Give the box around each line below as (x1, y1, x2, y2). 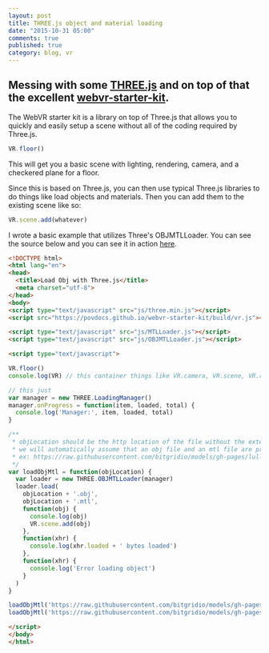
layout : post (8, 11, 52, 20)
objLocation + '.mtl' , (22, 498, 98, 506)
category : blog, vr (8, 49, 74, 57)
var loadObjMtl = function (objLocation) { (8, 467, 152, 476)
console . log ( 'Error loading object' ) (29, 564, 156, 572)
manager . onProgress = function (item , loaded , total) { (8, 401, 195, 409)
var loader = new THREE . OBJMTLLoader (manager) (15, 475, 174, 483)
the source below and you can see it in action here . (8, 238, 178, 248)
